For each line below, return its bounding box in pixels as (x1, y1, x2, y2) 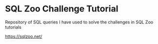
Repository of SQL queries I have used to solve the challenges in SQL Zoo (5, 19, 154, 25)
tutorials (5, 24, 22, 30)
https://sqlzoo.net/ (5, 33, 42, 39)
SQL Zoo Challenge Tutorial (5, 3, 118, 14)
